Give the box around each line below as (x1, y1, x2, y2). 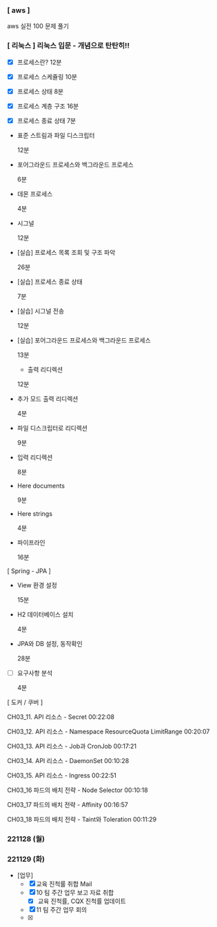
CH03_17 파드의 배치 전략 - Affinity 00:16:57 (7, 800, 129, 809)
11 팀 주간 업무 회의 (36, 906, 87, 914)
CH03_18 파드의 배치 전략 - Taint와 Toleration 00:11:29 (7, 815, 157, 823)
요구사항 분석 (17, 669, 53, 677)
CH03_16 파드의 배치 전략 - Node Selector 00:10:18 (7, 786, 148, 794)
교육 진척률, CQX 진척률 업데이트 (37, 897, 126, 906)
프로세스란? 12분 (17, 58, 62, 66)
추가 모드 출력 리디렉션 (17, 395, 79, 403)
